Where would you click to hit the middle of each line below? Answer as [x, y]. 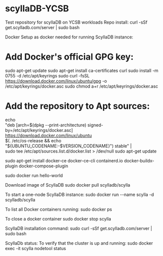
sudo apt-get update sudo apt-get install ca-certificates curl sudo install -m [82, 70]
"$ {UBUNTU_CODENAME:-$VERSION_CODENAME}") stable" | [68, 146]
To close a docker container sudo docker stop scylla [58, 219]
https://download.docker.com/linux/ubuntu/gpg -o [56, 81]
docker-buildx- [139, 160]
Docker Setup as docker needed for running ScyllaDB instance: [69, 37]
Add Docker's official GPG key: [69, 57]
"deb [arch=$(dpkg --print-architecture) [46, 125]
